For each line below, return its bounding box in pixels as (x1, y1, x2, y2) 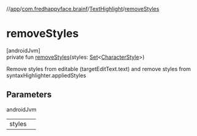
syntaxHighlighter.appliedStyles (6, 72, 87, 79)
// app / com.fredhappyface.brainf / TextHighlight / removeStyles (6, 6, 160, 12)
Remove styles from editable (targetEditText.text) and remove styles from (6, 65, 191, 72)
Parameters (6, 89, 52, 100)
